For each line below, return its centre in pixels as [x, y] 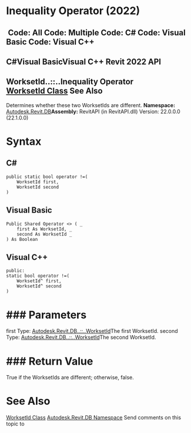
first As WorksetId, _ [44, 229]
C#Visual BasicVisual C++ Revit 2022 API [84, 62]
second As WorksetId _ [44, 234]
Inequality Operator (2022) [73, 11]
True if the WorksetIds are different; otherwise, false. [70, 378]
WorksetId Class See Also [54, 91]
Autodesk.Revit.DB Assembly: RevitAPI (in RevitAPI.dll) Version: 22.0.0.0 [93, 111]
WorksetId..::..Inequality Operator [70, 82]
